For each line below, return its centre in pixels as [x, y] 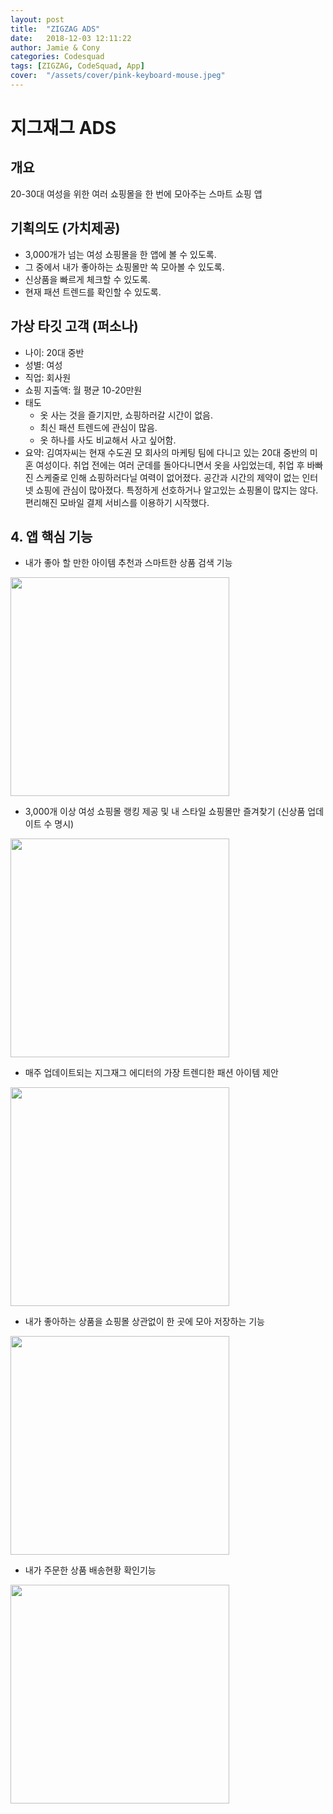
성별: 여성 [43, 365]
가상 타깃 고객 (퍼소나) [74, 326]
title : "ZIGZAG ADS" [55, 29]
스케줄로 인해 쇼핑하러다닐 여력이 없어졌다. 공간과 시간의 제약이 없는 [167, 477]
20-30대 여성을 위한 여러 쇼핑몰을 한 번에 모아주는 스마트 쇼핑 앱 [136, 193]
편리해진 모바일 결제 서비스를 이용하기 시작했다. [117, 502]
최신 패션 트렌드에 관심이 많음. [98, 427]
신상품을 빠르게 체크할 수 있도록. [87, 279]
